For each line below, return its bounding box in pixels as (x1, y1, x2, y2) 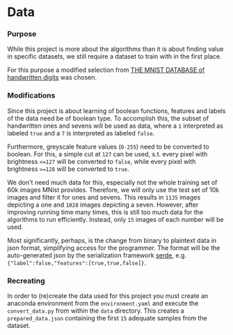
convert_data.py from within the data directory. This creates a (7, 306, 184, 315)
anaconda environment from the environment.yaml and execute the (7, 299, 199, 308)
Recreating (7, 276, 45, 285)
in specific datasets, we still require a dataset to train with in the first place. (7, 52, 222, 61)
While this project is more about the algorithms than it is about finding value (7, 45, 224, 53)
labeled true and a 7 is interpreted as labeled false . (7, 128, 155, 137)
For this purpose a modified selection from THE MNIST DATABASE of (7, 66, 205, 74)
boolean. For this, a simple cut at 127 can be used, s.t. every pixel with (7, 149, 208, 158)
